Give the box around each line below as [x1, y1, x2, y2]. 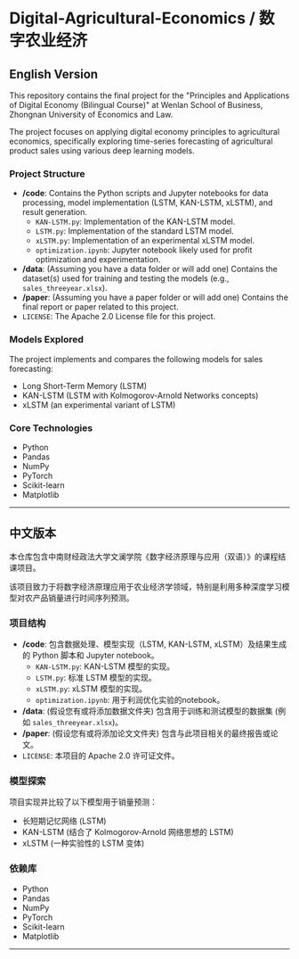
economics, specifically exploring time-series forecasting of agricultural [9, 136, 273, 146]
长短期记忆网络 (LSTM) [21, 815, 107, 826]
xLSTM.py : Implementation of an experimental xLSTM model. [35, 236, 255, 246]
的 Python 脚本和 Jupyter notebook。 [21, 650, 159, 660]
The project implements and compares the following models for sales [9, 353, 263, 364]
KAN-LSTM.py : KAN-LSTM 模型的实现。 [35, 661, 175, 672]
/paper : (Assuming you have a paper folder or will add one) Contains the [21, 292, 289, 303]
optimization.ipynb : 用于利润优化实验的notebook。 [35, 695, 225, 705]
